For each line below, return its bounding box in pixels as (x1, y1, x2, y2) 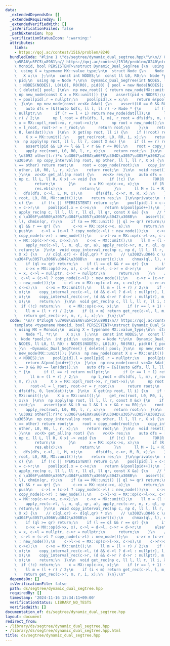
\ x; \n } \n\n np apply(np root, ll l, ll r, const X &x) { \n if (14, 398, 164, 403)
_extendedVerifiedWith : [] (10, 21, 67, 27)
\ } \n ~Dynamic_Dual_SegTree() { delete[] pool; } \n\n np (14, 346, 144, 351)
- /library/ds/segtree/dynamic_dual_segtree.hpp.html (5, 628, 121, 633)
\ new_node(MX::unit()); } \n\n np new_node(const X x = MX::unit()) (14, 351, 164, 356)
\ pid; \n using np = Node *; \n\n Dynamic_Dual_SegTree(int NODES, (14, 78, 162, 83)
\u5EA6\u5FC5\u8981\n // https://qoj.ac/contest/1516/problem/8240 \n (14, 59, 162, 64)
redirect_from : (5, 619, 37, 624)
